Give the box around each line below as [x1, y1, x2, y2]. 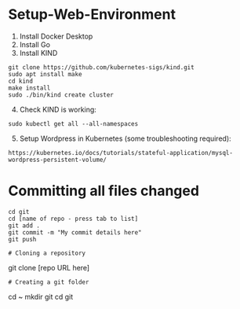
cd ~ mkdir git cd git [8, 292, 74, 301]
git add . [8, 222, 41, 230]
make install [8, 84, 51, 92]
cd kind [8, 77, 34, 85]
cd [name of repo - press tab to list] [8, 215, 139, 223]
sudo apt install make [8, 70, 82, 78]
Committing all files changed [8, 182, 200, 200]
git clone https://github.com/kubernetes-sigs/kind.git [8, 63, 195, 72]
